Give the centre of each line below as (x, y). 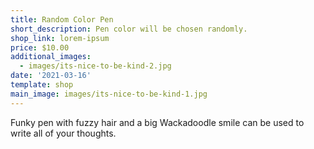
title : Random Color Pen (62, 19)
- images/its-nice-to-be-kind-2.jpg (95, 66)
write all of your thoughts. (63, 133)
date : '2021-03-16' (51, 76)
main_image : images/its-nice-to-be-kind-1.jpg (109, 94)
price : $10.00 (40, 47)
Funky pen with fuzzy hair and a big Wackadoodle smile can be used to (157, 122)
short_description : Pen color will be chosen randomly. (129, 29)
